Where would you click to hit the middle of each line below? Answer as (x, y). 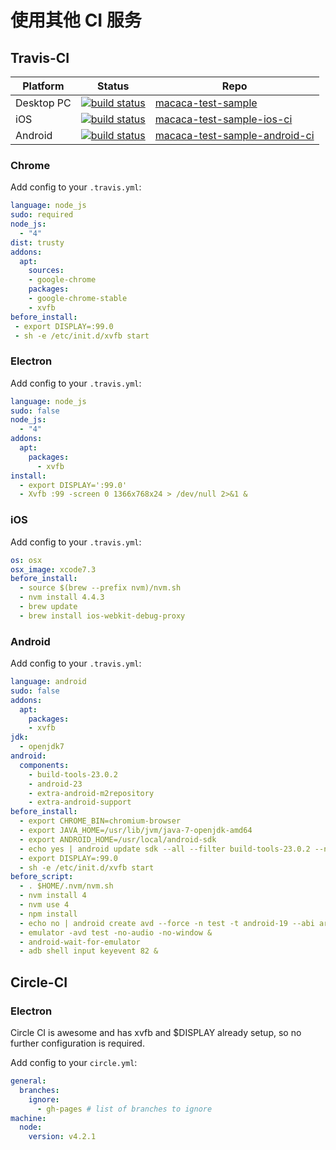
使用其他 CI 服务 (76, 20)
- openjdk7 (42, 747)
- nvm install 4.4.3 (62, 597)
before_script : (42, 877)
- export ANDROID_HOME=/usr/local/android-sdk (118, 839)
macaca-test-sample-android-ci (234, 135)
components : (44, 765)
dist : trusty (37, 242)
